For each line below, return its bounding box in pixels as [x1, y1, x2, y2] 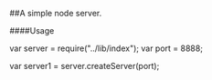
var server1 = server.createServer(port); [9, 61, 160, 71]
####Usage [9, 25, 55, 35]
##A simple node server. [9, 8, 102, 18]
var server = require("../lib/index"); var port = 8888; [9, 43, 204, 54]
